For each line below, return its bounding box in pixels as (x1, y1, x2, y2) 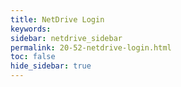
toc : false (10, 52, 56, 62)
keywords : (10, 24, 52, 34)
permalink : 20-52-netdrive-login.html (10, 42, 172, 53)
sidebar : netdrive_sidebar (10, 33, 123, 43)
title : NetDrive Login (10, 14, 105, 25)
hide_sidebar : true (10, 61, 92, 71)
